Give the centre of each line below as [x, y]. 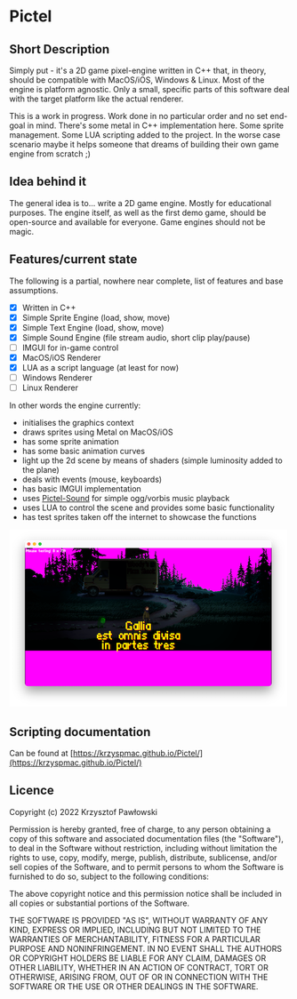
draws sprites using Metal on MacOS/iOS [97, 432]
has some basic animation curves [83, 452]
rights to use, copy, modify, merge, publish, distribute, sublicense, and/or [143, 857]
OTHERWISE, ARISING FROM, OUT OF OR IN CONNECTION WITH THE [139, 977]
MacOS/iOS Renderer [61, 357]
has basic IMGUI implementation [82, 489]
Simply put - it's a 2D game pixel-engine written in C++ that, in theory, [138, 70]
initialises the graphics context [78, 423]
